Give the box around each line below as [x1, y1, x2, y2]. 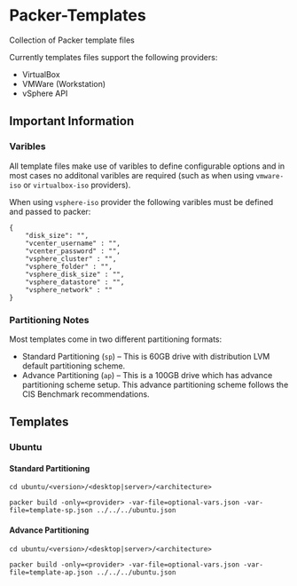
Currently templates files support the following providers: [9, 51, 218, 62]
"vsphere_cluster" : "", [25, 254, 117, 263]
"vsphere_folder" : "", [25, 262, 113, 271]
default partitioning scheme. [21, 360, 126, 371]
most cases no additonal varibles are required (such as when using [9, 170, 254, 180]
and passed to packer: [9, 206, 91, 217]
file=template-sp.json [9, 506, 93, 515]
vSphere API [21, 88, 68, 99]
